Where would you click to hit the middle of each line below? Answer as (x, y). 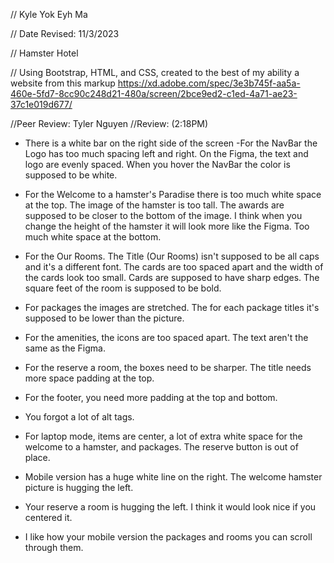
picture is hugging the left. (79, 487)
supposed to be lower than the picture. (104, 318)
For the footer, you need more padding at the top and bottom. (151, 397)
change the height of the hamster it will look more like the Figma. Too (167, 226)
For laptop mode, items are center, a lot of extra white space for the (163, 436)
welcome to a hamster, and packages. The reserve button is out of (161, 447)
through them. (54, 547)
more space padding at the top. (89, 378)
